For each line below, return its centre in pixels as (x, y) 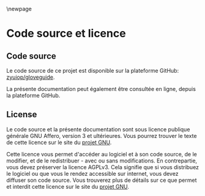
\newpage (19, 9)
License (22, 114)
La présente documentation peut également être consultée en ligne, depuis (101, 89)
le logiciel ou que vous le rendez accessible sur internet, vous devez (92, 173)
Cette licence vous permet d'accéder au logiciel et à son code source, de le (102, 154)
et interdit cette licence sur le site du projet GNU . (68, 186)
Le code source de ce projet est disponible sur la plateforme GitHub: (93, 71)
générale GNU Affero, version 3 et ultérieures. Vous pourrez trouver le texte (102, 136)
